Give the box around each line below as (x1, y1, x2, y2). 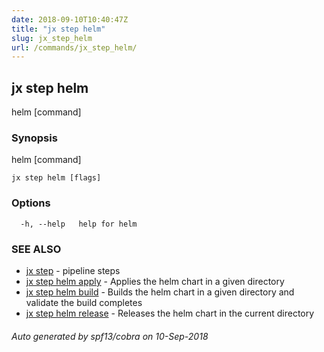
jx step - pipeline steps (25, 264, 121, 276)
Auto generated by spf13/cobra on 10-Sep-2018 (11, 330, 209, 342)
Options (11, 196, 51, 210)
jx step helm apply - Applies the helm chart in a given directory (25, 275, 285, 287)
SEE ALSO (11, 242, 62, 256)
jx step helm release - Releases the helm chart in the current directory (25, 307, 315, 319)
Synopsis (11, 131, 58, 145)
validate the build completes (25, 296, 143, 308)
